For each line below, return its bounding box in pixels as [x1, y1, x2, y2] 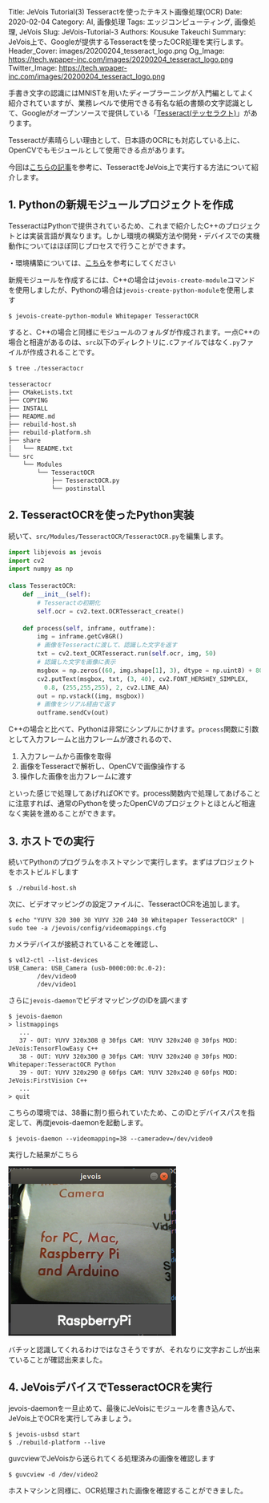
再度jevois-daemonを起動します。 [35, 1117, 148, 1127]
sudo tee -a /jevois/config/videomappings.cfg [8, 924, 167, 932]
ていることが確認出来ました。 [8, 1355, 106, 1364]
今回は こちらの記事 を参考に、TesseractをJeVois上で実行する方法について [8, 163, 252, 172]
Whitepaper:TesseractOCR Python [8, 1060, 116, 1068]
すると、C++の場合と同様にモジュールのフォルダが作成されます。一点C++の [8, 327, 260, 337]
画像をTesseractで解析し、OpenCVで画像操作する [19, 761, 187, 772]
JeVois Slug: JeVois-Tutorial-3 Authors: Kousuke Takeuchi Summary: [18, 27, 247, 36]
